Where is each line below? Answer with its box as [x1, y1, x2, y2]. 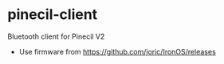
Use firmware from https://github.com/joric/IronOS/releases [18, 47, 216, 56]
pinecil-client [7, 6, 98, 24]
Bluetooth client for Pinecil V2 [7, 32, 105, 41]
